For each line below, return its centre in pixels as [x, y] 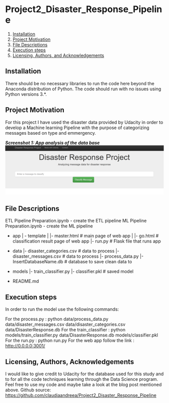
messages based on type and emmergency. [51, 133]
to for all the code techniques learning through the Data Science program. [82, 379]
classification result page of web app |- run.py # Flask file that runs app [87, 241]
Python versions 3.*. [26, 94]
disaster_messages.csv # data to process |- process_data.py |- [78, 256]
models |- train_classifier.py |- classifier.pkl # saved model [73, 271]
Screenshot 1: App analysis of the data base [53, 143]
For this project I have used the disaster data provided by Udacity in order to [84, 122]
